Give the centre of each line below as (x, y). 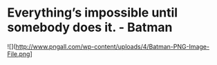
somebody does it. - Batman (90, 27)
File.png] (20, 54)
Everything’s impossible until (93, 13)
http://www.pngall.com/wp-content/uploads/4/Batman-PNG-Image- (112, 46)
